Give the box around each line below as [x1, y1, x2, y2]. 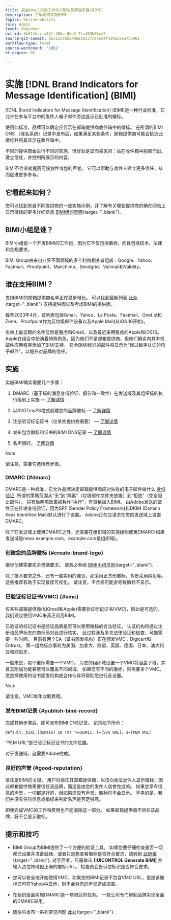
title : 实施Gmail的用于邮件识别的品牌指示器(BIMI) [5, 7, 103, 13]
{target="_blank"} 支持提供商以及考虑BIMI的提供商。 [5, 301, 116, 307]
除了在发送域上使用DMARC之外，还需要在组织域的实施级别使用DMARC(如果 [5, 529, 165, 535]
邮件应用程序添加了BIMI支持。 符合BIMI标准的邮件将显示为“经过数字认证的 [5, 342, 161, 348]
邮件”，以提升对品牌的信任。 [9, 348, 70, 354]
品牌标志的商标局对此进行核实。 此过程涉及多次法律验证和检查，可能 [14, 630, 158, 636]
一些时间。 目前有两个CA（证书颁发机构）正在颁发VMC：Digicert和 [9, 636, 151, 642]
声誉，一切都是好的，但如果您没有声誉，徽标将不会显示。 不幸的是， [14, 790, 158, 796]
